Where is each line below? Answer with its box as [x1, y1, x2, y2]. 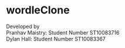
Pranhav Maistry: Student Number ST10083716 [6, 29, 120, 36]
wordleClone [6, 4, 70, 17]
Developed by [6, 23, 40, 30]
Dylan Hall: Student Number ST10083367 [6, 35, 106, 42]
